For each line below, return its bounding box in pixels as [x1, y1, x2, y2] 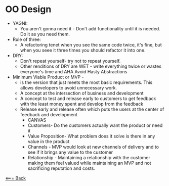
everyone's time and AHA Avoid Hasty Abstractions [20, 68, 128, 74]
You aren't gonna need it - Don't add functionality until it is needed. [20, 25, 160, 31]
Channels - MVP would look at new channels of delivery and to [27, 144, 159, 150]
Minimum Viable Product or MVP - [12, 74, 85, 80]
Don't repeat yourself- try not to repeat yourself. [20, 58, 121, 64]
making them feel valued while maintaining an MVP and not [27, 160, 151, 166]
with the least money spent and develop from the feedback [20, 101, 144, 107]
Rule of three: [12, 36, 41, 42]
